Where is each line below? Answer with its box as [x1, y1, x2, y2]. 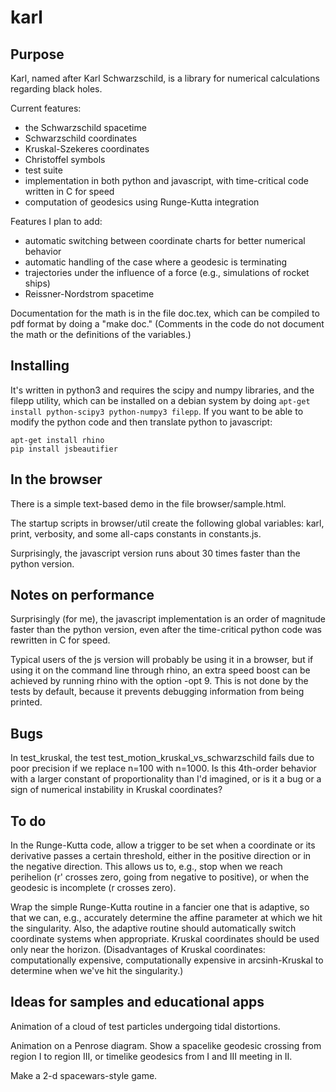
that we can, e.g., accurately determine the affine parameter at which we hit [10, 912, 323, 924]
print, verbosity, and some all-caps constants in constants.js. [10, 527, 262, 540]
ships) [24, 277, 51, 289]
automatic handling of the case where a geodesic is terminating [24, 256, 288, 268]
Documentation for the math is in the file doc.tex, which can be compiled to [10, 307, 320, 319]
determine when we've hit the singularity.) [10, 965, 184, 977]
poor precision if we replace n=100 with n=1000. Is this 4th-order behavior [10, 762, 317, 775]
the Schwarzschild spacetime [24, 122, 147, 133]
